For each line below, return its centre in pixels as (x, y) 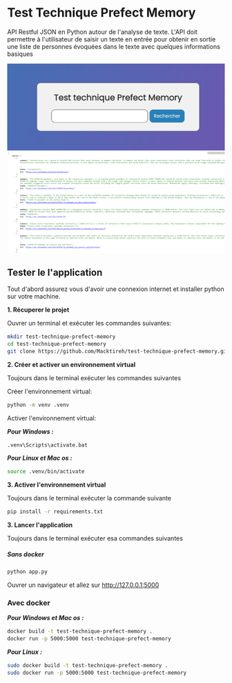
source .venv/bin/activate (46, 471)
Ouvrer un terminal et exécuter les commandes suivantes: (89, 324)
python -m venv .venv (38, 405)
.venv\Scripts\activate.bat (48, 445)
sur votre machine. (34, 297)
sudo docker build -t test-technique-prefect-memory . (88, 666)
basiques (20, 54)
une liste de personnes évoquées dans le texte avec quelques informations (114, 46)
